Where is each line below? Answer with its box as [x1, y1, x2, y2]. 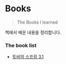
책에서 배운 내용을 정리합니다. [5, 29, 62, 35]
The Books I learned [17, 19, 58, 25]
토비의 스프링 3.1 [12, 54, 44, 60]
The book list [5, 42, 37, 49]
